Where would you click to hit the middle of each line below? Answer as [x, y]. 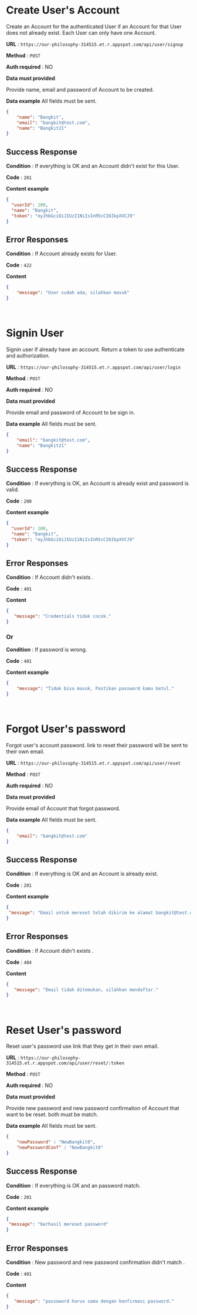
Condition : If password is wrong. [47, 650]
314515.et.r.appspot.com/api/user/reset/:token [65, 1063]
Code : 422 [19, 265]
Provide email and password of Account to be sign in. [71, 412]
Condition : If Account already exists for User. [62, 254]
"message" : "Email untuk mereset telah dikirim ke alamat [81, 913]
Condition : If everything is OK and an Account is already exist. [82, 874]
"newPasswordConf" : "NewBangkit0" [60, 1148]
